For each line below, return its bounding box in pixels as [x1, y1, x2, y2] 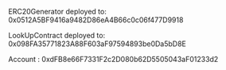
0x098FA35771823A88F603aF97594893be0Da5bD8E [8, 39, 187, 49]
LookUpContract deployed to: [8, 31, 106, 40]
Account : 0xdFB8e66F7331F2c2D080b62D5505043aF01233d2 [8, 55, 219, 64]
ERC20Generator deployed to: [8, 7, 107, 16]
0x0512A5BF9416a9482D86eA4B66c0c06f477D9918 [8, 15, 184, 25]
